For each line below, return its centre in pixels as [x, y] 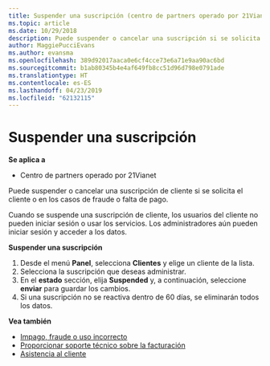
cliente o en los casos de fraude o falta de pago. [88, 199]
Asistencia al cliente [53, 354]
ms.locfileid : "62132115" [51, 98]
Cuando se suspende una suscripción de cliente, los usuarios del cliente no [133, 215]
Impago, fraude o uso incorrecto [74, 337]
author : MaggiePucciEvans [51, 46]
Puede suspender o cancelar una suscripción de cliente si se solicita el [126, 191]
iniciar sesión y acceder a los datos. [67, 232]
